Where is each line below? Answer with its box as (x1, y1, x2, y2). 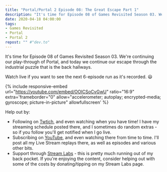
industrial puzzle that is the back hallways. (5, 64, 92, 70)
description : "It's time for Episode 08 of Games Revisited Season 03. (5, 12, 157, 17)
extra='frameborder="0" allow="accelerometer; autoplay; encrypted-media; (5, 94, 162, 100)
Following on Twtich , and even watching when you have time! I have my (12, 118, 160, 125)
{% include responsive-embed (5, 83, 68, 89)
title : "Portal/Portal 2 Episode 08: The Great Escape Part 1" (5, 7, 139, 12)
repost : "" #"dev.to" (5, 40, 50, 45)
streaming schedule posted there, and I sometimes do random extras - (12, 124, 158, 130)
